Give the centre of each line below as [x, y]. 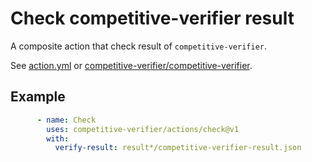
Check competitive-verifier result [152, 18]
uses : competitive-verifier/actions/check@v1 [143, 129]
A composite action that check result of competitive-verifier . [139, 46]
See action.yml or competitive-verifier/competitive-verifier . [131, 65]
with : [58, 138]
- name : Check [66, 120]
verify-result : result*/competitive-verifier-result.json [178, 148]
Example [38, 97]
